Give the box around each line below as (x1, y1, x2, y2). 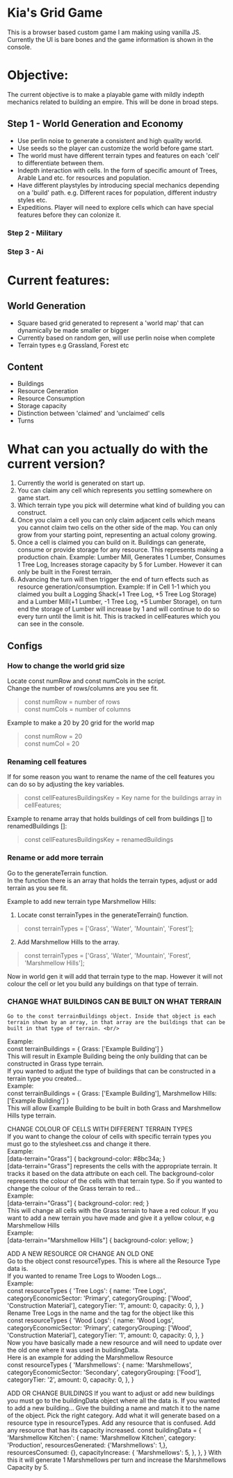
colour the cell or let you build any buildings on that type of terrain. (7, 979, 198, 988)
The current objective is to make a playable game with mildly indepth (7, 90, 204, 98)
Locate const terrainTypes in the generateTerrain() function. (17, 910, 189, 919)
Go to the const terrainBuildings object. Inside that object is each (7, 1013, 216, 1020)
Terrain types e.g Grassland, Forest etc (17, 340, 129, 349)
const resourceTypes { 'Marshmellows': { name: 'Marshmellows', (7, 1360, 193, 1368)
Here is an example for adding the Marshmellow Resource (7, 1353, 174, 1362)
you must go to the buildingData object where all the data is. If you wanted (7, 1396, 220, 1405)
